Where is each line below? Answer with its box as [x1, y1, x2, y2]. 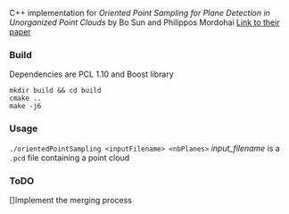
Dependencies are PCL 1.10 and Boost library [9, 69, 174, 79]
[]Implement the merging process [9, 194, 132, 205]
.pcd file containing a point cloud [9, 152, 130, 163]
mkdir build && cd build [9, 86, 102, 95]
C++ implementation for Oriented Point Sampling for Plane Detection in [9, 8, 270, 18]
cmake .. [9, 94, 42, 103]
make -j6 [9, 102, 42, 111]
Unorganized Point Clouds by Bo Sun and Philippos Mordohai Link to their [9, 17, 280, 28]
